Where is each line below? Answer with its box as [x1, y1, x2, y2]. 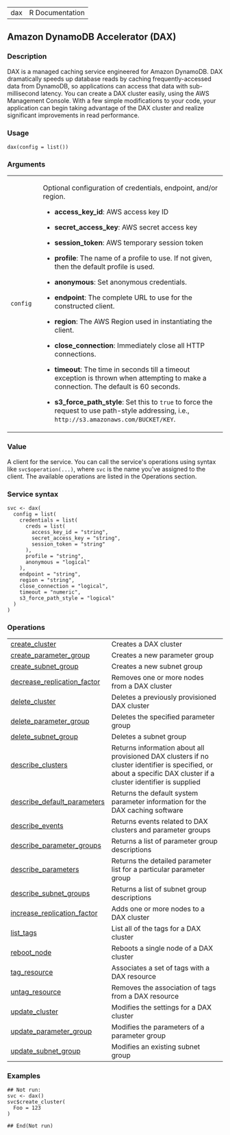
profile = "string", [25, 552, 84, 559]
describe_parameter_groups [10, 841, 101, 851]
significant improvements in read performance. [7, 111, 140, 119]
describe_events [10, 821, 64, 831]
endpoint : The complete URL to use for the [54, 293, 193, 302]
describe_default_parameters [10, 797, 105, 807]
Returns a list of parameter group [111, 836, 218, 846]
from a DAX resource [111, 992, 179, 1001]
